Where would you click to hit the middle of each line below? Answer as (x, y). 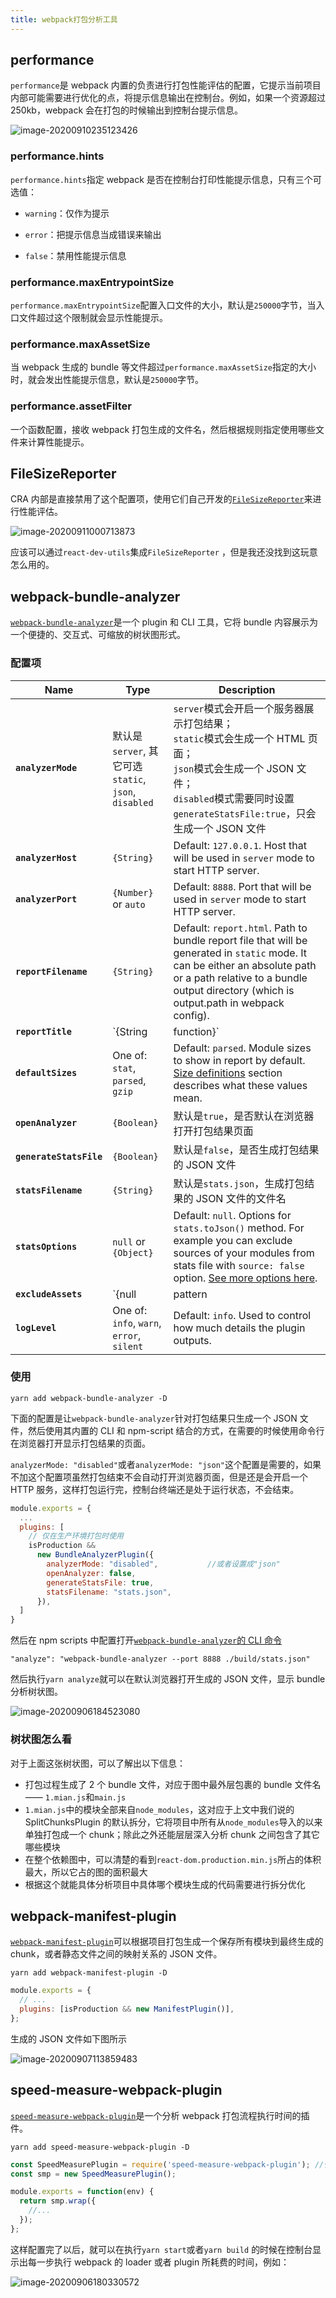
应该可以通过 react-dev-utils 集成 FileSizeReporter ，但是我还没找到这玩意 (164, 552)
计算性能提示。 (58, 442)
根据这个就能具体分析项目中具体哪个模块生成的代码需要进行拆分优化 (165, 1884)
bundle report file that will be (240, 940)
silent (128, 1346)
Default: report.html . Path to (240, 928)
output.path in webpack (229, 1003)
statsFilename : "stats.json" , (109, 1592)
